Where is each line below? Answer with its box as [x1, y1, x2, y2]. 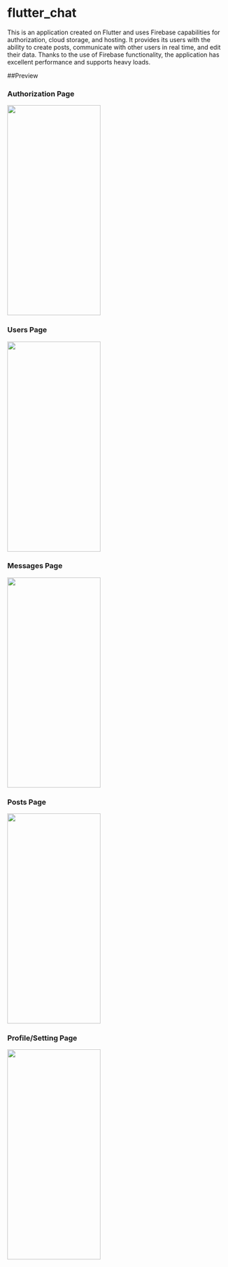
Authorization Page [7, 89, 75, 99]
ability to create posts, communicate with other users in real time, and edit [7, 43, 221, 51]
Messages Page [7, 561, 63, 571]
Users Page [7, 325, 48, 335]
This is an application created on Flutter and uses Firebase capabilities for [7, 28, 220, 36]
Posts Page [7, 797, 47, 807]
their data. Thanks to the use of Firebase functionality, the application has [7, 50, 220, 59]
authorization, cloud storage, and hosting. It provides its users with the [7, 35, 211, 43]
